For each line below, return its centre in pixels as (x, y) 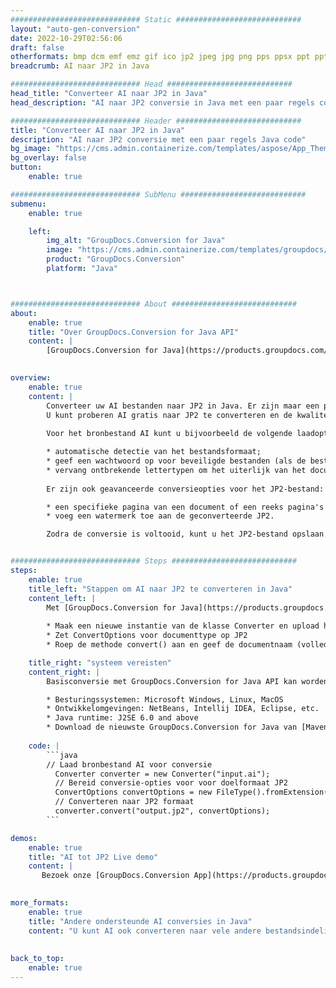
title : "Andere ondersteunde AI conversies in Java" (140, 921)
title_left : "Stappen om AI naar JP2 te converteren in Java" (160, 589)
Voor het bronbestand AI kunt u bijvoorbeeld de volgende (169, 434)
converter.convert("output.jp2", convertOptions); (162, 811)
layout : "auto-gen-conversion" (75, 29)
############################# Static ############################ (156, 19)
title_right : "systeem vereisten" (100, 662)
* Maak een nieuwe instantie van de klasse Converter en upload (183, 626)
